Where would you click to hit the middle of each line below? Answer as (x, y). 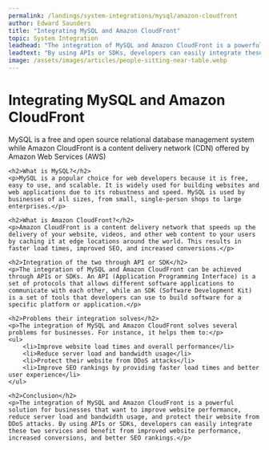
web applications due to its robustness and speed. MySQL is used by (127, 192)
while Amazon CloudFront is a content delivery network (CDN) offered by (129, 148)
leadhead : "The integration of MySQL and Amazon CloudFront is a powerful (136, 46)
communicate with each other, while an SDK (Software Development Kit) (130, 290)
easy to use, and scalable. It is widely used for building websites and (134, 185)
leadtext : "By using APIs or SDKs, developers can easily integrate (125, 53)
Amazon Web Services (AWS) (57, 156)
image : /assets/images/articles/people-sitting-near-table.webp (118, 61)
